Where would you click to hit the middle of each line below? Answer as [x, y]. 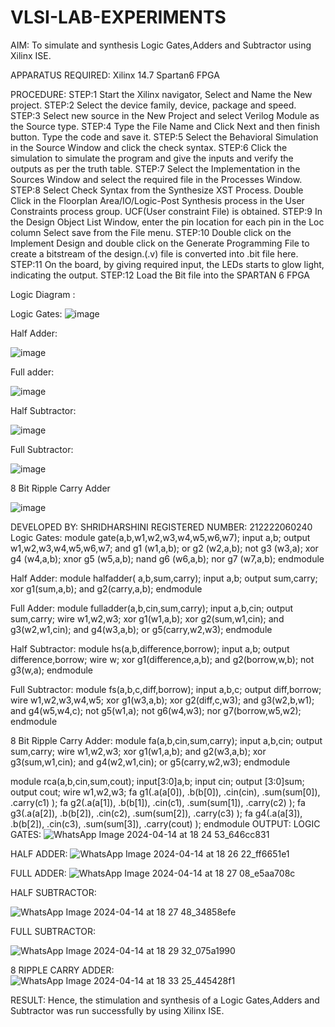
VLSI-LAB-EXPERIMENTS [118, 17]
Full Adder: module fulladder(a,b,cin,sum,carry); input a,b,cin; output [152, 608]
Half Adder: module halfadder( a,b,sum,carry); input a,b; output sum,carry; [164, 578]
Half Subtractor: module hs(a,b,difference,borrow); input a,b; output [150, 648]
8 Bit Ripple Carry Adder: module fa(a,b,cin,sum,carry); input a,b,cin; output [166, 740]
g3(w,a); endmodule [51, 670]
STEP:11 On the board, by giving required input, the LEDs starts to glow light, [167, 264]
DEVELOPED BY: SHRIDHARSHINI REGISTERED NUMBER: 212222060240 [161, 527]
